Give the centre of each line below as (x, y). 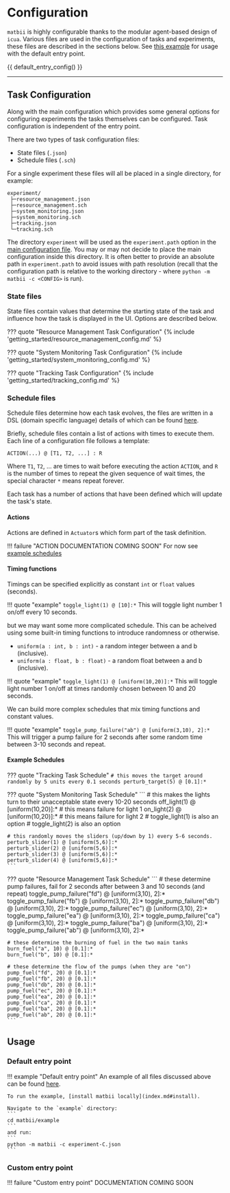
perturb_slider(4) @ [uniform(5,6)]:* (62, 860)
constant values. (30, 716)
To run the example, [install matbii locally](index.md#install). (104, 1096)
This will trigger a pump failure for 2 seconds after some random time (105, 737)
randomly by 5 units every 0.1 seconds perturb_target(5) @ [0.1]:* (107, 782)
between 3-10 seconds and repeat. (56, 744)
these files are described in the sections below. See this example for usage (113, 46)
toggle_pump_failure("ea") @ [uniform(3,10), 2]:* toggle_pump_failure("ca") (114, 916)
